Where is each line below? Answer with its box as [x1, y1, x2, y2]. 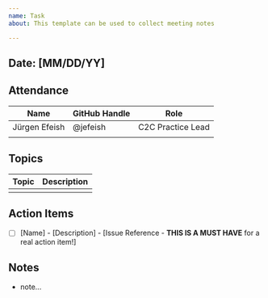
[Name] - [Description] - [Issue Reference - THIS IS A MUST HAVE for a [19, 228, 260, 238]
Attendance [8, 84, 69, 98]
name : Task [8, 11, 45, 20]
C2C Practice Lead [138, 121, 210, 132]
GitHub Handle [72, 107, 131, 119]
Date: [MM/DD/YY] [8, 56, 105, 69]
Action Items [8, 207, 74, 220]
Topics [8, 152, 44, 166]
